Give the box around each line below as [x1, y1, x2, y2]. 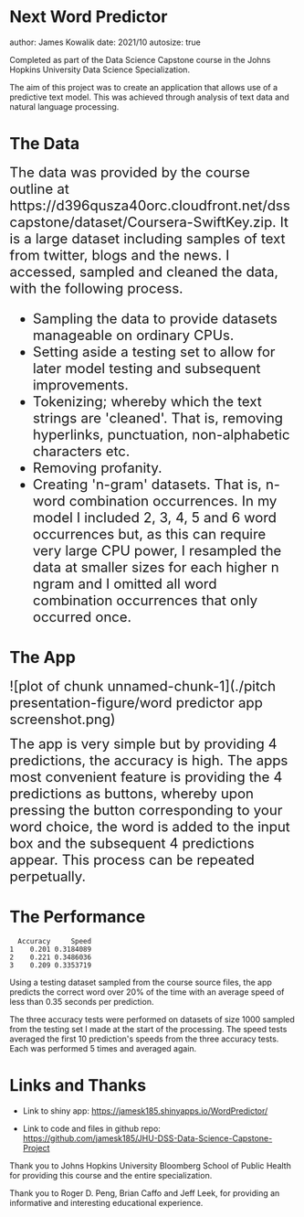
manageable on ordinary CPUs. [32, 326, 235, 344]
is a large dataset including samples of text [9, 230, 286, 248]
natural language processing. [9, 101, 120, 112]
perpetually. [9, 867, 87, 885]
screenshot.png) [9, 710, 116, 728]
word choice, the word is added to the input [9, 817, 290, 836]
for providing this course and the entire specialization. [9, 1169, 213, 1180]
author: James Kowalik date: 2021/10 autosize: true [9, 37, 201, 48]
